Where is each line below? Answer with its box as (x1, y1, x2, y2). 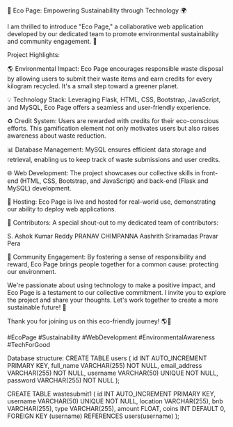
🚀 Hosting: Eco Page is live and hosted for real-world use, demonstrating (7, 198, 216, 206)
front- (201, 169, 218, 177)
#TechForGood (7, 341, 51, 348)
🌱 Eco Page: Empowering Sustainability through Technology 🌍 (7, 6, 187, 15)
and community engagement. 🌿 (7, 38, 97, 45)
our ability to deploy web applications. (7, 205, 117, 213)
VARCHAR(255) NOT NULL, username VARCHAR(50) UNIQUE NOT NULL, (7, 369, 219, 377)
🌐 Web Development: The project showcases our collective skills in (7, 169, 200, 177)
